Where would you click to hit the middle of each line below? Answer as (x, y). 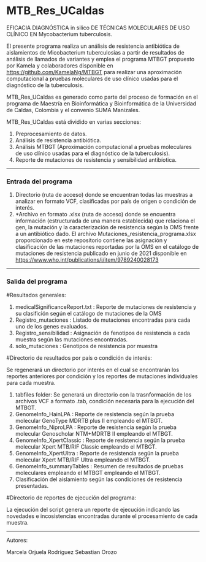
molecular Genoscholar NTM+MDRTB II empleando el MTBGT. (94, 433)
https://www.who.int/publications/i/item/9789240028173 (87, 260)
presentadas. (32, 485)
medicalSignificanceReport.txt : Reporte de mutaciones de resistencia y (106, 306)
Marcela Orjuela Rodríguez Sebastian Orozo (62, 552)
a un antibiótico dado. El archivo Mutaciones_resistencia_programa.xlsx (105, 234)
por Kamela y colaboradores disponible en (60, 66)
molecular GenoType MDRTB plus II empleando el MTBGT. (89, 420)
